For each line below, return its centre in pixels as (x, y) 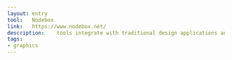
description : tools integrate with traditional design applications (112, 33)
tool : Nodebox (30, 20)
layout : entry (28, 13)
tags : (15, 39)
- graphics (23, 46)
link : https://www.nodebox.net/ (57, 26)
